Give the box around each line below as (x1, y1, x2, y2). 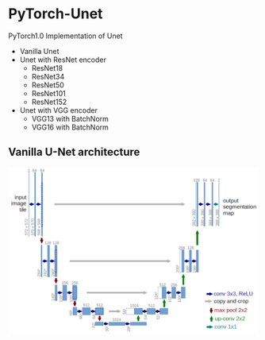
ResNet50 (31, 80, 65, 90)
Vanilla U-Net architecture (8, 145, 140, 159)
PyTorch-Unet (8, 5, 103, 23)
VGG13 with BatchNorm (31, 114, 109, 123)
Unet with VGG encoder (19, 105, 98, 115)
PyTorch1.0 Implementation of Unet (8, 31, 123, 41)
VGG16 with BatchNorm (31, 122, 109, 132)
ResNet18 (31, 63, 63, 72)
